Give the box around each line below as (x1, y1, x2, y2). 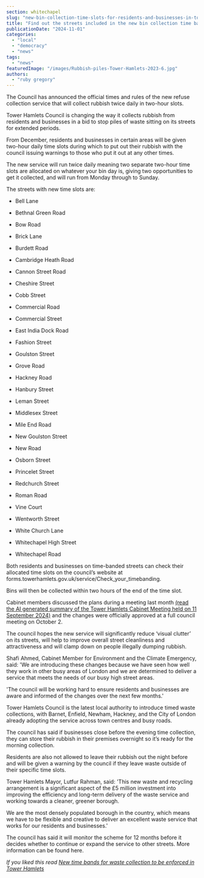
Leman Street (15, 397, 49, 405)
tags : (6, 54, 20, 60)
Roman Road (15, 492, 47, 499)
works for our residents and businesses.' (6, 822, 108, 829)
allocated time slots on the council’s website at (6, 569, 123, 576)
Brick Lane (15, 233, 42, 240)
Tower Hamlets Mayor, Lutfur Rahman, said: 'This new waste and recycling (6, 778, 193, 786)
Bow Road (15, 221, 41, 228)
